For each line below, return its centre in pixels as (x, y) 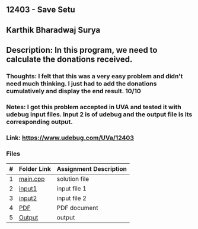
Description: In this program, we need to (82, 50)
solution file (73, 179)
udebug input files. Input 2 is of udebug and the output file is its (99, 114)
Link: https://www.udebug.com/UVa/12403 (70, 138)
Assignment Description (92, 169)
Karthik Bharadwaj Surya (53, 30)
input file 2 (72, 198)
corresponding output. (39, 122)
